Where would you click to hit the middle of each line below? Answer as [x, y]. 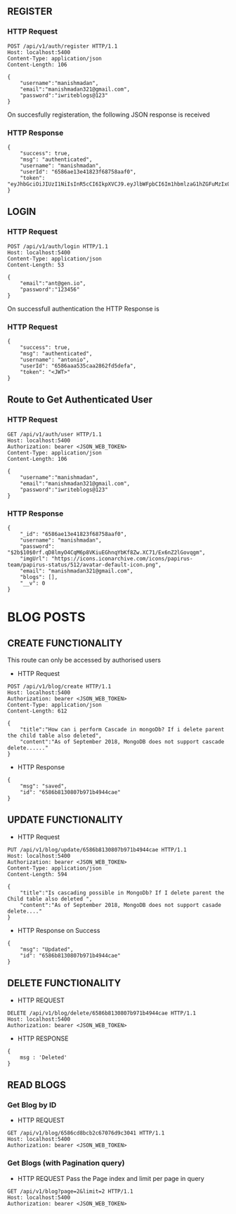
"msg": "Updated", [47, 949]
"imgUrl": [34, 559]
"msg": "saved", [44, 786]
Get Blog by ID [32, 1104]
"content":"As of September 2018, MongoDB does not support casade [120, 905]
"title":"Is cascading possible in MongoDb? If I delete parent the [122, 893]
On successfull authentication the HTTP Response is [83, 308]
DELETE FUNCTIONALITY [64, 983]
